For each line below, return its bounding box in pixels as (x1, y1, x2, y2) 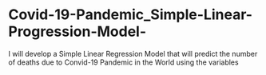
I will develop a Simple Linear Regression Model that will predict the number (8, 49, 258, 58)
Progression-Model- (8, 22, 147, 41)
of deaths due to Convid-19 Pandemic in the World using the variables (8, 57, 239, 67)
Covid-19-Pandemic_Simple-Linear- (8, 6, 253, 24)
